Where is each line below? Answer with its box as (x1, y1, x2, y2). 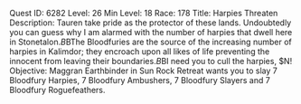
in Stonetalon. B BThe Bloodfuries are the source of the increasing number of (9, 36, 292, 47)
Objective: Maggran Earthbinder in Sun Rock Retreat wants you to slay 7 (9, 65, 278, 76)
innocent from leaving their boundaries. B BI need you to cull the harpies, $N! (9, 56, 293, 66)
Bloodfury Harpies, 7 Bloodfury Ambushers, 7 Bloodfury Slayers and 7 (9, 75, 271, 85)
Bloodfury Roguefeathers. (9, 85, 106, 95)
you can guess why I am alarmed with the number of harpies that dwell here (9, 27, 293, 37)
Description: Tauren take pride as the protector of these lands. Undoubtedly (9, 17, 292, 28)
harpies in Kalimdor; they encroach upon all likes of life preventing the (9, 46, 270, 57)
